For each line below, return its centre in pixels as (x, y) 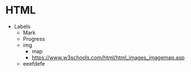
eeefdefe (34, 64)
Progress (34, 39)
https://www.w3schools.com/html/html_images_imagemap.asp (108, 57)
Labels (22, 26)
